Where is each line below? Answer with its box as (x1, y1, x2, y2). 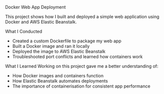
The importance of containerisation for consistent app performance (12, 83, 151, 89)
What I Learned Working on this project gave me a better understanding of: (5, 63, 159, 69)
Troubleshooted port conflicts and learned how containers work (12, 54, 143, 60)
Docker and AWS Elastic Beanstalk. (5, 19, 77, 25)
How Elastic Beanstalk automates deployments (12, 78, 108, 84)
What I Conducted (5, 29, 43, 34)
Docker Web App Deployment (5, 4, 66, 10)
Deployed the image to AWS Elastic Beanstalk (12, 49, 106, 54)
